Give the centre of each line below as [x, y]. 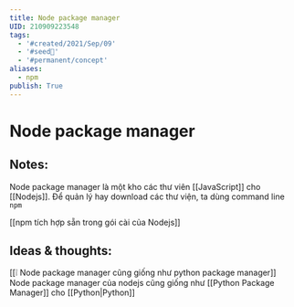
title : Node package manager [65, 18]
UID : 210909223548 [44, 26]
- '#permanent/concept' [63, 60]
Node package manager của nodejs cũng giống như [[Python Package [142, 283]
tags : [20, 35]
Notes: [29, 165]
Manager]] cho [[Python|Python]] [72, 292]
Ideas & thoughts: [61, 251]
